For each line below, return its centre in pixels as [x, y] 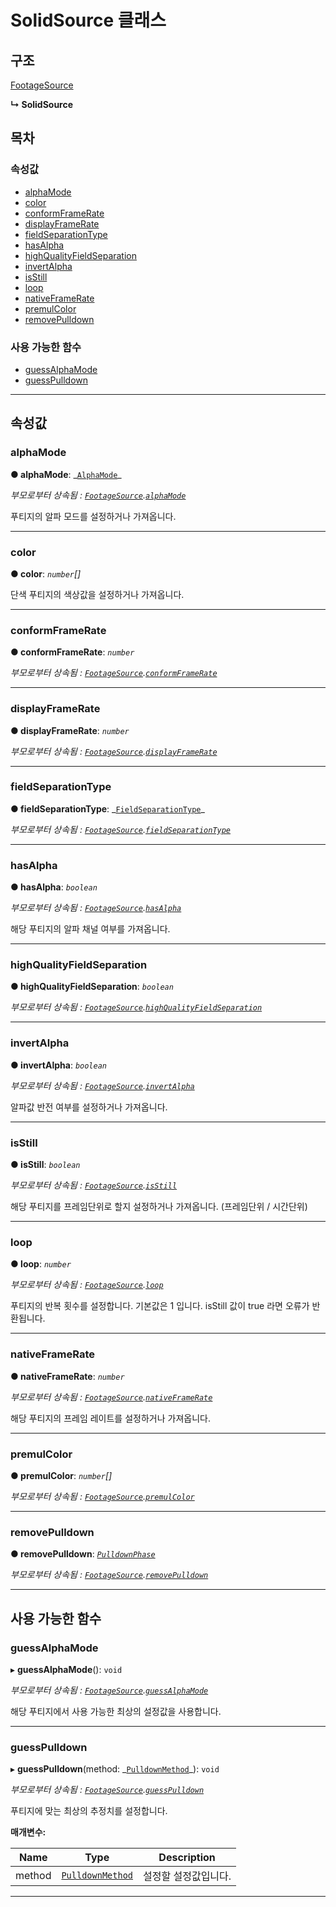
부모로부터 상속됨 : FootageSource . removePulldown [109, 1575]
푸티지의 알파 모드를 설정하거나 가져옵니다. [93, 516]
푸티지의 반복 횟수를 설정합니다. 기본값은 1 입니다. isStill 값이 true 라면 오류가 [160, 1306]
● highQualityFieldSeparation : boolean [92, 987]
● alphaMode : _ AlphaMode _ [66, 474]
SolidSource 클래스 [88, 20]
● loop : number [41, 1264]
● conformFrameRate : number [72, 652]
